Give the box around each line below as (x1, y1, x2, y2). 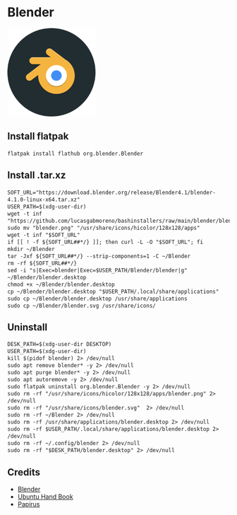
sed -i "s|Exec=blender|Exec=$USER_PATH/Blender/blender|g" (7, 267, 188, 274)
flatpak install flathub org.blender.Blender (7, 150, 143, 157)
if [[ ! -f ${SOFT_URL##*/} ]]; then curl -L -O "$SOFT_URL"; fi (7, 238, 203, 245)
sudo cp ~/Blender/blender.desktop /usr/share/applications (7, 295, 188, 302)
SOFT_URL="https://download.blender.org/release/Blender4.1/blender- (7, 189, 217, 196)
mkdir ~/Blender (7, 245, 55, 253)
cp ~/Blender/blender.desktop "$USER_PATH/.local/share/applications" (7, 288, 219, 295)
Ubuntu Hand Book (17, 492, 73, 501)
